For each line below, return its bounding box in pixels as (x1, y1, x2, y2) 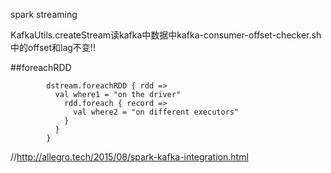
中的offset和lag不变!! (10, 42, 96, 53)
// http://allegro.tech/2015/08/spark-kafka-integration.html (10, 151, 249, 163)
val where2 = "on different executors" (73, 107, 240, 117)
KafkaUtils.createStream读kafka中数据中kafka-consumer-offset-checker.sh (10, 29, 322, 41)
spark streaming (10, 9, 78, 20)
